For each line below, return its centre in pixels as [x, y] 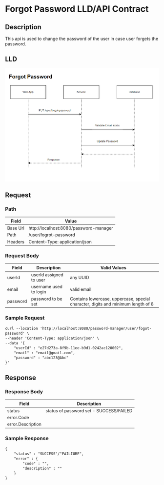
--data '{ [15, 343]
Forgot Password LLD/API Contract [77, 9]
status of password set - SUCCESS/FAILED [89, 410]
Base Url [16, 228]
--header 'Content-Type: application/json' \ [52, 338]
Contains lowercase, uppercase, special [110, 299]
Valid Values [113, 267]
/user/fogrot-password [52, 235]
